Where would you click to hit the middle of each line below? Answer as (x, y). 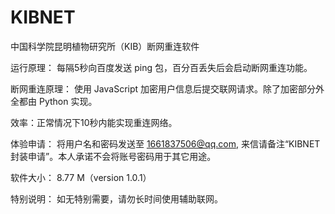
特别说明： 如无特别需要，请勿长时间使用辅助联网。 (116, 198)
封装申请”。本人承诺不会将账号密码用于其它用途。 (113, 156)
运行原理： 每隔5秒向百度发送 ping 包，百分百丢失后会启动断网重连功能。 (161, 67)
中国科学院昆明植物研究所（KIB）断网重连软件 (105, 46)
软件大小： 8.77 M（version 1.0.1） (81, 177)
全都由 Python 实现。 (54, 101)
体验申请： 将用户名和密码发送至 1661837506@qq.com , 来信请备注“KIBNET (165, 143)
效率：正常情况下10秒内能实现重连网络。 (94, 122)
